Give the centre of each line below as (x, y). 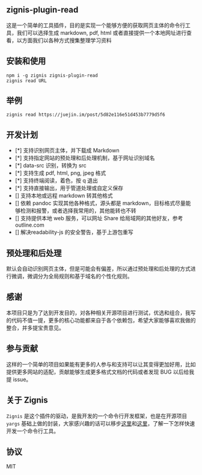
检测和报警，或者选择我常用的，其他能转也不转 (78, 211)
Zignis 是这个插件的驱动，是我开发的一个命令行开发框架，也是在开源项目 (97, 416)
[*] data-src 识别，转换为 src (51, 166)
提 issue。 (19, 379)
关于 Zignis (27, 400)
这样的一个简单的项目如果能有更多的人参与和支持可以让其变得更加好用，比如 (101, 364)
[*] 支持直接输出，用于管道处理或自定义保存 (69, 188)
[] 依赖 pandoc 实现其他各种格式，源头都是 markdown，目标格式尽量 (100, 203)
